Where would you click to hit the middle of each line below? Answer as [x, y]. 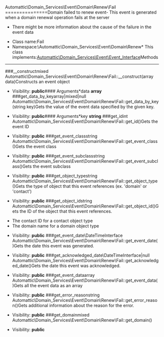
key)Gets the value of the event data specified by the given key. [91, 107]
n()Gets [20, 305]
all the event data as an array [53, 285]
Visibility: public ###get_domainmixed [51, 315]
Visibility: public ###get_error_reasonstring [56, 295]
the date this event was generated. [59, 246]
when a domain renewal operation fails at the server [57, 17]
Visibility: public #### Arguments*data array [57, 91]
